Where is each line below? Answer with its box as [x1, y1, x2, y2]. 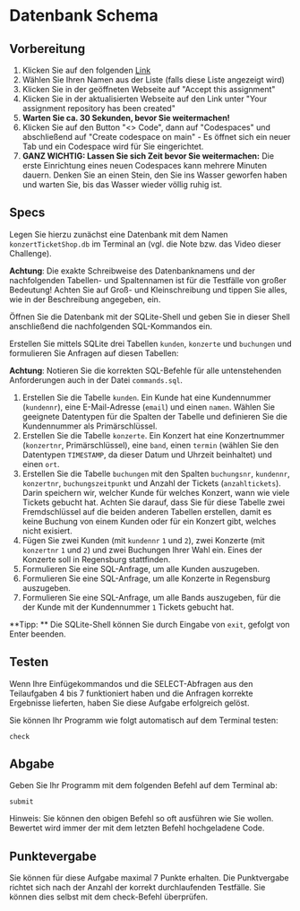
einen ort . [21, 458, 60, 469]
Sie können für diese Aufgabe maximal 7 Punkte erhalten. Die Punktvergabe [9, 872, 289, 883]
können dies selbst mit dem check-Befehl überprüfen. [9, 891, 209, 902]
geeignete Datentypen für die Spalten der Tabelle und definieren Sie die [21, 411, 288, 421]
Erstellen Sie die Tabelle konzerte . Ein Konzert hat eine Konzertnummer [21, 429, 285, 440]
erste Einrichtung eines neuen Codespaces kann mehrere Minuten [21, 161, 267, 170]
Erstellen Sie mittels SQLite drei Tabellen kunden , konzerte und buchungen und [9, 338, 292, 349]
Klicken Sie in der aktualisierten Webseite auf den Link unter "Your [21, 93, 267, 104]
